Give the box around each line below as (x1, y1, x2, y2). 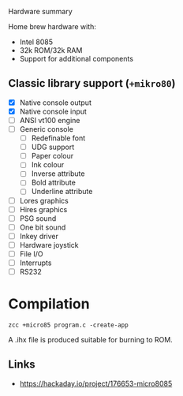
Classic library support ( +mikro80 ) (8, 77, 176, 90)
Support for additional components (19, 54, 134, 63)
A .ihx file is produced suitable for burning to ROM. (8, 335, 174, 344)
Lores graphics (19, 196, 69, 205)
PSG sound (19, 213, 57, 223)
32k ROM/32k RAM (19, 46, 83, 54)
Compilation (8, 295, 90, 313)
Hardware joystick (19, 240, 79, 249)
